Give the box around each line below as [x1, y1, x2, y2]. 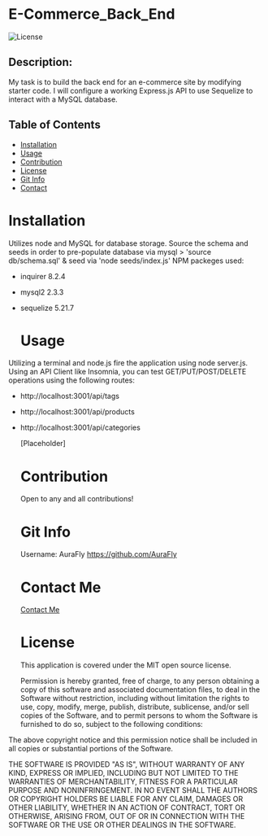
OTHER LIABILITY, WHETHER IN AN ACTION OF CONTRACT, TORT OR [8, 803, 245, 812]
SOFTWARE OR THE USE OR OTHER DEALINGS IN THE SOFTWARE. [8, 820, 236, 830]
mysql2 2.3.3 [19, 287, 64, 297]
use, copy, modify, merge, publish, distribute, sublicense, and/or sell [19, 702, 249, 712]
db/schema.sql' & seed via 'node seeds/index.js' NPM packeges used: [8, 256, 244, 265]
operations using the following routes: [8, 375, 136, 385]
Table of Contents [8, 118, 102, 132]
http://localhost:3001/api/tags [19, 392, 120, 401]
